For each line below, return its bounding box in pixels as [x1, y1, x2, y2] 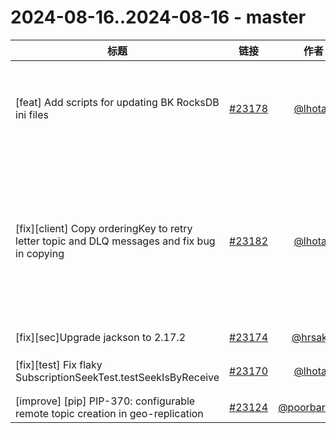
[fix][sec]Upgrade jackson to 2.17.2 [15, 330, 187, 344]
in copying [15, 246, 65, 260]
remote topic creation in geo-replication [15, 406, 204, 420]
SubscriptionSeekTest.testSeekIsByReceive [15, 370, 220, 384]
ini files [15, 107, 49, 121]
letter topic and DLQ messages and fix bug [15, 234, 216, 248]
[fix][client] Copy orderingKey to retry [15, 221, 193, 235]
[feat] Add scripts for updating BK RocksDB [15, 95, 220, 109]
